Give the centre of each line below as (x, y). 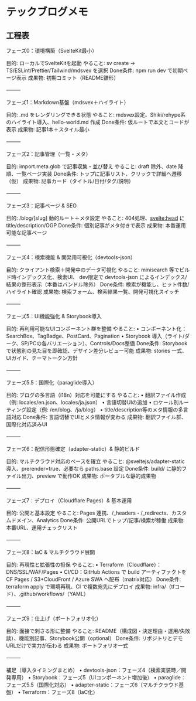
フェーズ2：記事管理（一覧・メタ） (49, 154)
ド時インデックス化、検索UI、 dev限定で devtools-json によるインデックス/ (97, 277)
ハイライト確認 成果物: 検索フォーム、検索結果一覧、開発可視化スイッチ (93, 292)
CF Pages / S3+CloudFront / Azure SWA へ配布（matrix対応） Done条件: (94, 579)
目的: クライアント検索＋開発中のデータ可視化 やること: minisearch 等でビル (98, 270)
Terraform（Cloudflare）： (130, 564)
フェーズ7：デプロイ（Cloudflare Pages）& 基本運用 (69, 501)
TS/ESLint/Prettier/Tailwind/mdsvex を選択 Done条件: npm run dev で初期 (94, 70)
